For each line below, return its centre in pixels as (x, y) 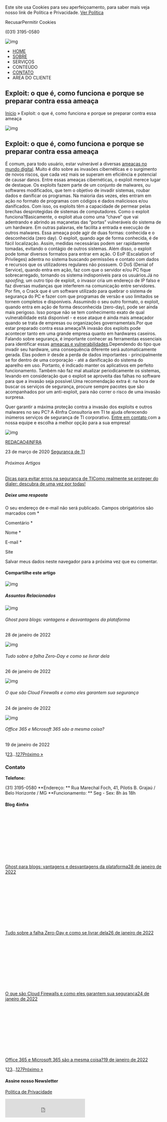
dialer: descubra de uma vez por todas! (45, 484)
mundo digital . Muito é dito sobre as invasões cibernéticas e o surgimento (81, 169)
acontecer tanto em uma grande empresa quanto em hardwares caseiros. (81, 333)
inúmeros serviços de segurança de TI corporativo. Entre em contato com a (83, 417)
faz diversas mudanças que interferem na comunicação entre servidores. (81, 285)
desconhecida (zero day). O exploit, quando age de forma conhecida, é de (82, 238)
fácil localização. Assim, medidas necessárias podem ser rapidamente (77, 243)
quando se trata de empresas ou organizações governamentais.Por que (79, 323)
